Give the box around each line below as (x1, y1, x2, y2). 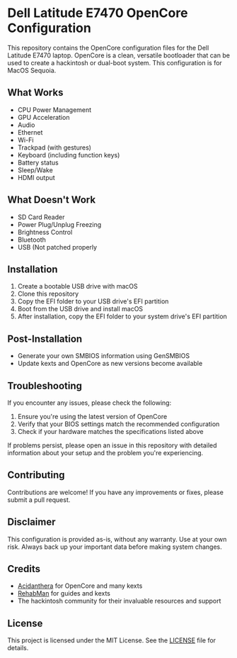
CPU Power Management (17, 105, 92, 114)
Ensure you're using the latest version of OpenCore (17, 413, 168, 420)
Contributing (7, 469, 65, 481)
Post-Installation (7, 333, 83, 345)
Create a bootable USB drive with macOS (17, 282, 138, 291)
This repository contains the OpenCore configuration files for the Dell (7, 43, 209, 52)
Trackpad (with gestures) (17, 143, 92, 152)
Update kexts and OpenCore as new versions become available (17, 359, 203, 368)
